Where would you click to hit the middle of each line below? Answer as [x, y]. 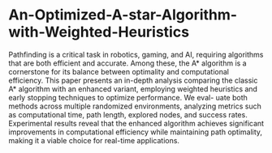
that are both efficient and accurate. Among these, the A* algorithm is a [127, 63]
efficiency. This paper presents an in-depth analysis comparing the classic [133, 80]
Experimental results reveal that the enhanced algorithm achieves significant [136, 123]
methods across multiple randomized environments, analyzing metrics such [135, 106]
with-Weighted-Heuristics [99, 32]
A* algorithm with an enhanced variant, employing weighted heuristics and [133, 89]
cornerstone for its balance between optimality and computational [119, 71]
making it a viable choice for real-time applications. [94, 140]
